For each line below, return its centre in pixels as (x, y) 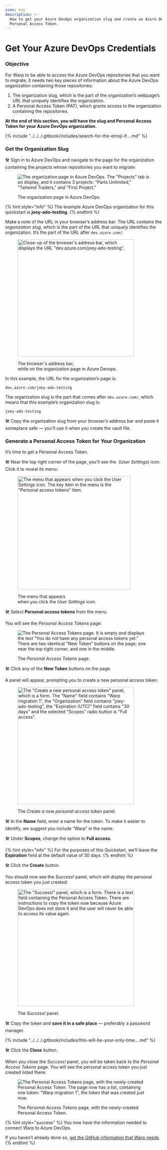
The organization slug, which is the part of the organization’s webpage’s (86, 95)
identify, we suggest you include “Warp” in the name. (60, 829)
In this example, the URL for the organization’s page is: (61, 379)
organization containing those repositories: (49, 85)
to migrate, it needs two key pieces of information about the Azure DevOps (82, 80)
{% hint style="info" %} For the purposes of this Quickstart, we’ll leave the (81, 850)
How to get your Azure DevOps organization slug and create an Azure (83, 19)
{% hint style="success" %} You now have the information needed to (76, 1123)
